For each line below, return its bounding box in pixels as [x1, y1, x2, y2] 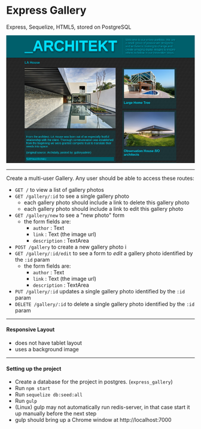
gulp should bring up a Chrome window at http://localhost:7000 [14, 416, 172, 424]
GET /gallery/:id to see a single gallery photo [14, 192, 130, 200]
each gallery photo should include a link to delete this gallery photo [23, 198, 190, 206]
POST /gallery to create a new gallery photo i [14, 243, 127, 250]
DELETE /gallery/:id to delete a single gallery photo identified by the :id [14, 300, 195, 308]
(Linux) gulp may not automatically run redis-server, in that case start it [14, 404, 190, 411]
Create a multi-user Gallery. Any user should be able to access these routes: [6, 174, 194, 182]
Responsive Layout [6, 326, 55, 333]
